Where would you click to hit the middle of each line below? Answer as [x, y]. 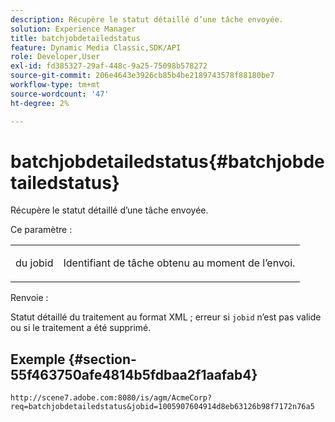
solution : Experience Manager [73, 29]
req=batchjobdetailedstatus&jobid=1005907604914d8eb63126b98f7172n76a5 [162, 407]
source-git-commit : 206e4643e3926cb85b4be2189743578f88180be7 [142, 76]
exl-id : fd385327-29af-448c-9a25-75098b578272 [109, 66]
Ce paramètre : [41, 230]
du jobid [34, 263]
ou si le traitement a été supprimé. [81, 328]
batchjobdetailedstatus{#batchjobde [167, 161]
